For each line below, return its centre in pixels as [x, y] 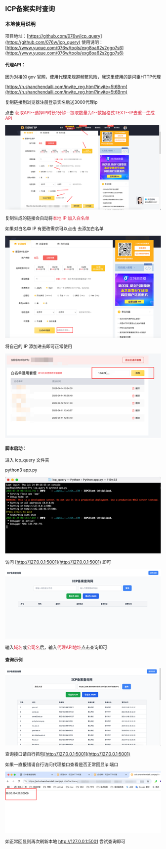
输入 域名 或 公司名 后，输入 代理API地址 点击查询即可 [56, 647]
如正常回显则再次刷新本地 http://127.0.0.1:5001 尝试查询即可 [65, 841]
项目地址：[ [17, 36]
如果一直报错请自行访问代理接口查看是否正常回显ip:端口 [62, 764]
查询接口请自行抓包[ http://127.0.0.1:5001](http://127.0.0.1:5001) [68, 754]
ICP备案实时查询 [30, 9]
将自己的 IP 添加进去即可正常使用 [39, 346]
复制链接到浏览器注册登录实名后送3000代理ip [51, 102]
